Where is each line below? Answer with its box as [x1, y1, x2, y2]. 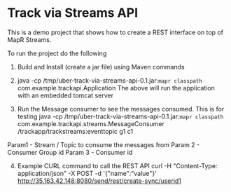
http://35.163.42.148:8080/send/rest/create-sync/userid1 [17, 177, 182, 185]
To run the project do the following [7, 49, 107, 57]
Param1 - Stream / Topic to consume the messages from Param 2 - [7, 140, 200, 149]
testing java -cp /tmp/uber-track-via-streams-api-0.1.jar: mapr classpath [17, 112, 224, 121]
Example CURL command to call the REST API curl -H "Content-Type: [17, 161, 218, 170]
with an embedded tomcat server [17, 91, 114, 100]
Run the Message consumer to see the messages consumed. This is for [17, 104, 225, 113]
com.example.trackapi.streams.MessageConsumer [17, 119, 164, 128]
